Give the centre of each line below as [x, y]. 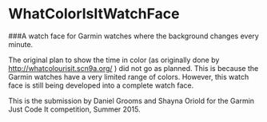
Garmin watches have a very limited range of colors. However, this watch [129, 77]
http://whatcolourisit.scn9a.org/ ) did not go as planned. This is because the [133, 68]
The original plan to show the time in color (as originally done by [114, 60]
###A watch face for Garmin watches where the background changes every [134, 36]
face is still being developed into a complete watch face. [101, 85]
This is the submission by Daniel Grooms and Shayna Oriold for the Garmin [131, 100]
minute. [21, 44]
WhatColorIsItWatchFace [94, 14]
